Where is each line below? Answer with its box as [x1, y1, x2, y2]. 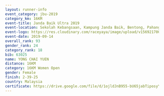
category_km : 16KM [5, 16, 42, 21]
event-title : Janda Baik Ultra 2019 [5, 20, 80, 26]
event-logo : [5, 30, 29, 34]
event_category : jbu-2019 [5, 12, 58, 16]
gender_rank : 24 [5, 43, 38, 48]
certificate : [5, 83, 32, 89]
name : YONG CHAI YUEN [5, 57, 49, 62]
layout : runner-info [5, 7, 47, 12]
